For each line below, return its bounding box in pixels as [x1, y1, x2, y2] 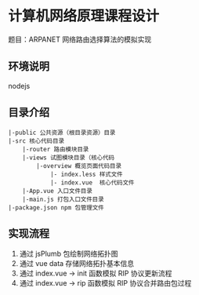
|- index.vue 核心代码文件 [49, 178, 135, 187]
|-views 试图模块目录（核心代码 [22, 154, 115, 162]
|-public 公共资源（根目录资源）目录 [8, 129, 116, 137]
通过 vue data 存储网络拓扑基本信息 [19, 259, 135, 268]
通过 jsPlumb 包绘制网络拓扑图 [19, 249, 118, 259]
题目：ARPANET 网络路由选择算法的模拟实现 [8, 35, 152, 44]
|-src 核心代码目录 [8, 137, 65, 145]
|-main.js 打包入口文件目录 [22, 195, 104, 203]
